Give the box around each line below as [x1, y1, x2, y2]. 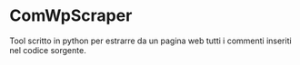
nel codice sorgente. [9, 44, 86, 55]
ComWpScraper [9, 5, 133, 26]
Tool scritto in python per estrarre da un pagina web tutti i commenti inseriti [9, 35, 293, 46]
